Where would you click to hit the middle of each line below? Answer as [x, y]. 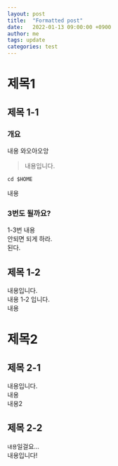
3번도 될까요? [29, 213]
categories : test [33, 47]
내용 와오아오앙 [28, 151]
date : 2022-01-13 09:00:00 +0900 [59, 27]
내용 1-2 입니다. [29, 299]
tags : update [26, 40]
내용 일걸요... [24, 446]
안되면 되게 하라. [30, 239]
